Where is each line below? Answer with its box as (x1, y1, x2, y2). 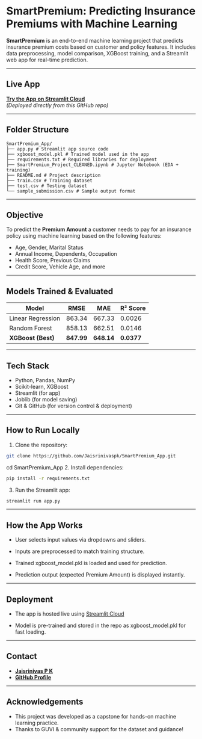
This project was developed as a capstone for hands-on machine (14, 713, 176, 720)
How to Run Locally (6, 425, 80, 436)
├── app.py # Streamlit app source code (6, 146, 109, 152)
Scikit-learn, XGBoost (14, 383, 69, 390)
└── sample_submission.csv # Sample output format (6, 188, 136, 194)
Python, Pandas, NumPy (14, 377, 76, 383)
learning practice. (14, 719, 59, 726)
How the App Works (6, 520, 83, 530)
